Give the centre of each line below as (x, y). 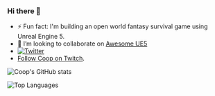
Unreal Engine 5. (41, 37)
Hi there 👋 (24, 11)
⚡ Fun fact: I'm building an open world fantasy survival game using (112, 26)
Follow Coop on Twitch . (51, 59)
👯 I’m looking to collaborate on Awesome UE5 (82, 44)
